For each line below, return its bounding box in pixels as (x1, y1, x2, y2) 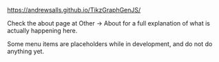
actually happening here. (7, 27, 78, 34)
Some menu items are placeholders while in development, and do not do (7, 40, 213, 48)
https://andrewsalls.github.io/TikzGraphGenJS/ (7, 6, 141, 14)
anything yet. (7, 48, 45, 55)
